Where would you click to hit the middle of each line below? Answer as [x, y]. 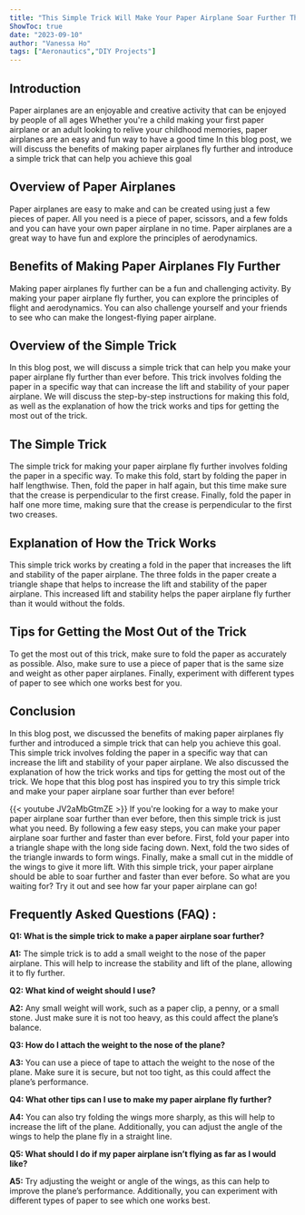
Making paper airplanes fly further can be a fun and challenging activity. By [151, 288]
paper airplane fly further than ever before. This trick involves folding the [146, 377]
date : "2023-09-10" [46, 35]
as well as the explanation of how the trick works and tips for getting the [144, 406]
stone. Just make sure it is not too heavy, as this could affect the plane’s [144, 1018]
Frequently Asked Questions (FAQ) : [113, 915]
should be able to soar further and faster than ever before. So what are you [150, 876]
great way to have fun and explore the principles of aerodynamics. [134, 238]
